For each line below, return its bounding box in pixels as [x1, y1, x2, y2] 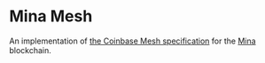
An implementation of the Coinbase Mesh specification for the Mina [9, 35, 256, 46]
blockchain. [9, 44, 51, 55]
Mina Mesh [9, 6, 93, 27]
